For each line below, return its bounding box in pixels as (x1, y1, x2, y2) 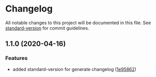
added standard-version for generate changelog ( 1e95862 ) (12, 66, 137, 72)
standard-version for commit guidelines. (5, 25, 89, 31)
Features (5, 55, 28, 62)
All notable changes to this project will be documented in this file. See (5, 20, 151, 26)
